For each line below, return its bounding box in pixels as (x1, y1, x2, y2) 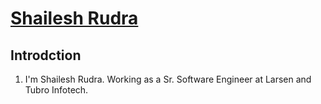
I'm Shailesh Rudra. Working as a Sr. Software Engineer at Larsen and (24, 73, 312, 85)
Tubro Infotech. (24, 84, 89, 96)
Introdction (10, 47, 82, 64)
